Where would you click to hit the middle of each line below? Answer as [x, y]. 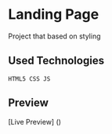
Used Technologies [56, 61]
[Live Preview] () [34, 121]
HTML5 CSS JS [29, 79]
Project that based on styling [54, 36]
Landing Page [54, 14]
